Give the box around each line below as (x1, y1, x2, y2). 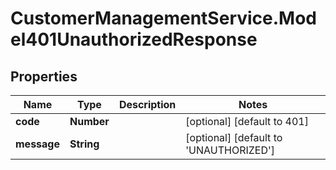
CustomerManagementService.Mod (10, 7, 318, 30)
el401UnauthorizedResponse (10, 28, 258, 51)
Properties (10, 68, 78, 85)
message (15, 137, 60, 151)
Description (118, 98, 177, 111)
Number (69, 115, 110, 128)
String (69, 137, 100, 151)
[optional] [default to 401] (185, 115, 309, 128)
